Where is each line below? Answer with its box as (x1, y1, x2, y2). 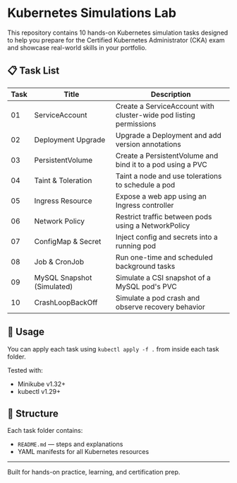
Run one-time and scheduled (115, 252, 213, 262)
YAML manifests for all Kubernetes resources (17, 448, 150, 456)
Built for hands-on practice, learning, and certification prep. (7, 468, 181, 477)
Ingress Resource (34, 196, 92, 206)
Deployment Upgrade (34, 134, 106, 144)
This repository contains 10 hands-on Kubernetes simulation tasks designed (7, 28, 229, 37)
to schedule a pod (115, 180, 176, 190)
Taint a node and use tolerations (115, 171, 222, 181)
